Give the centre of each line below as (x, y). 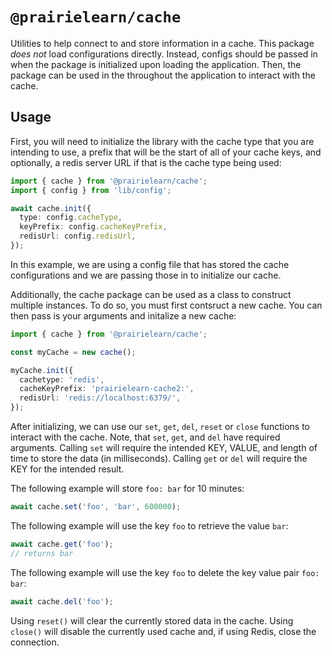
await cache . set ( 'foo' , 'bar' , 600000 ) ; (96, 507)
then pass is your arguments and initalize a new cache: (123, 315)
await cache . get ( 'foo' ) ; (62, 544)
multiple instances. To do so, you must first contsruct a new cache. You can (166, 305)
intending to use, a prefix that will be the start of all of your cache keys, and (166, 152)
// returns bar (42, 553)
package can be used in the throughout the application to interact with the (163, 75)
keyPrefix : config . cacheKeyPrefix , (93, 227)
